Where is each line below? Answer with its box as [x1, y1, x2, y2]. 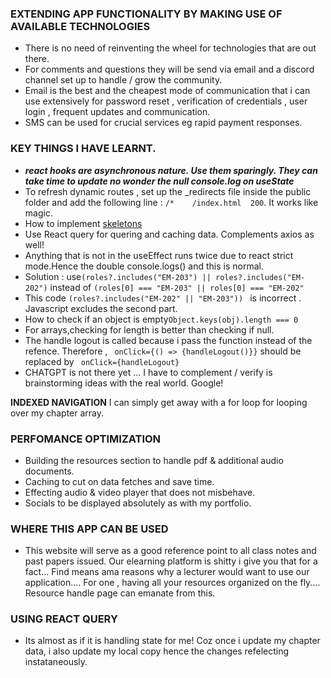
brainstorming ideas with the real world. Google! [24, 377, 224, 389]
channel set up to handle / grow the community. [24, 74, 223, 86]
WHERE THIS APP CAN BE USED [10, 522, 169, 536]
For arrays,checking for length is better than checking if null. [24, 323, 275, 336]
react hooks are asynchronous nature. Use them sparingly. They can [24, 164, 318, 176]
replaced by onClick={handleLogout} [24, 355, 180, 367]
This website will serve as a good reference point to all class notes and [24, 545, 317, 557]
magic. [24, 207, 53, 219]
